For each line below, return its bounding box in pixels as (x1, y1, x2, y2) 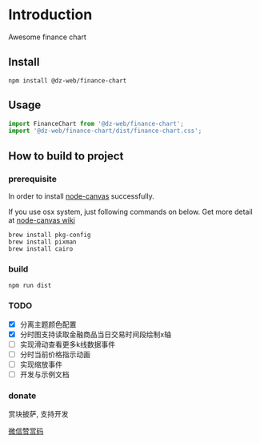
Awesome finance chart (8, 32, 86, 42)
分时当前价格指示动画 (19, 349, 90, 359)
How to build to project (8, 149, 124, 163)
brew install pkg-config (8, 231, 91, 239)
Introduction (8, 6, 93, 24)
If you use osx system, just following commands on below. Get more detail (8, 207, 254, 216)
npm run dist (8, 282, 52, 290)
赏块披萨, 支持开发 (8, 409, 69, 419)
